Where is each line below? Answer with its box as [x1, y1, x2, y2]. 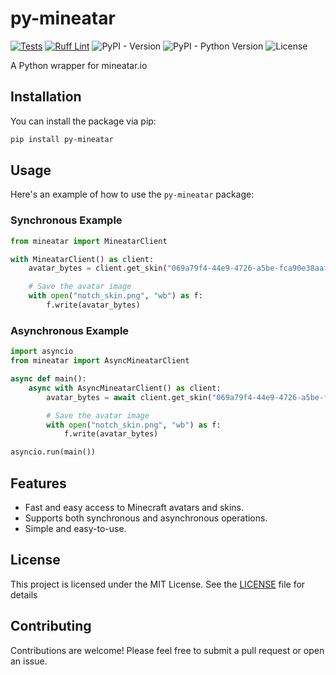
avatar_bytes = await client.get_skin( [46, 392, 213, 402]
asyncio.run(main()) [10, 447, 97, 457]
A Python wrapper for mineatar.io [10, 59, 148, 71]
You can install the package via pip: [10, 115, 157, 127]
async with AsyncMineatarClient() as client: [28, 383, 222, 393]
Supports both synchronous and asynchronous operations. [24, 512, 268, 524]
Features [10, 475, 67, 492]
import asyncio [10, 347, 74, 357]
